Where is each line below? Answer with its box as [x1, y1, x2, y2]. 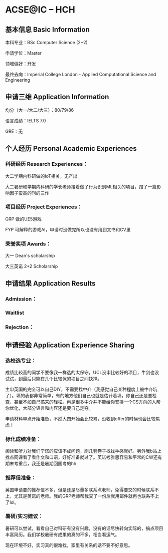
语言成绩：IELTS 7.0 [5, 117, 46, 124]
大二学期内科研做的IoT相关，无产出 [5, 173, 78, 179]
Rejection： [5, 324, 34, 331]
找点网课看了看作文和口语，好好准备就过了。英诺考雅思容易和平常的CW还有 [5, 454, 162, 460]
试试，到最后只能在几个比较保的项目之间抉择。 [5, 375, 102, 382]
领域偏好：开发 [5, 61, 36, 67]
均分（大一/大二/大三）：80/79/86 [5, 107, 74, 113]
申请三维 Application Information [5, 93, 109, 101]
